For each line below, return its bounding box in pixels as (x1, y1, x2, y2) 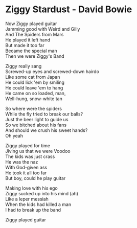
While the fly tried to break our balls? (5, 111, 83, 117)
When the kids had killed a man (5, 201, 72, 208)
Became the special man (5, 48, 57, 54)
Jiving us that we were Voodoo (5, 148, 71, 154)
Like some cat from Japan (5, 74, 60, 80)
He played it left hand (5, 37, 51, 43)
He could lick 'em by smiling (5, 79, 65, 85)
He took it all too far (5, 170, 47, 176)
